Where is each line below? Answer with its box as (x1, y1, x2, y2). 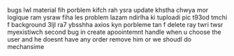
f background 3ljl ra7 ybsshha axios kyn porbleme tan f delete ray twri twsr (7, 21, 224, 28)
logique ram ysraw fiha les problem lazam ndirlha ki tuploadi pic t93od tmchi (7, 13, 228, 21)
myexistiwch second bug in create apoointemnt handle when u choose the (7, 28, 221, 36)
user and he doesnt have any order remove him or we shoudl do (7, 35, 192, 44)
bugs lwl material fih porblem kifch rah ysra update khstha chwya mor (7, 6, 209, 14)
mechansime (7, 43, 45, 50)
